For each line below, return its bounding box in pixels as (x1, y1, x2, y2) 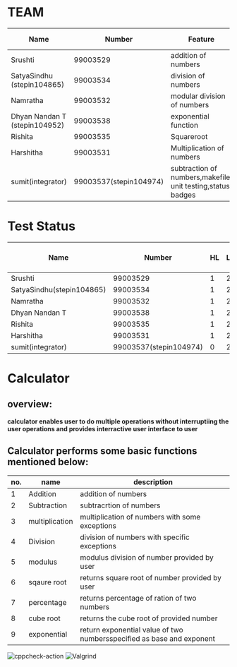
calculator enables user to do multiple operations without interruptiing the (7, 417, 229, 426)
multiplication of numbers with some (80, 512, 201, 522)
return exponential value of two (80, 625, 183, 635)
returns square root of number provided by (80, 572, 222, 582)
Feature (188, 34, 215, 44)
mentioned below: (7, 456, 89, 468)
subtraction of (170, 163, 217, 173)
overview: (7, 398, 53, 410)
